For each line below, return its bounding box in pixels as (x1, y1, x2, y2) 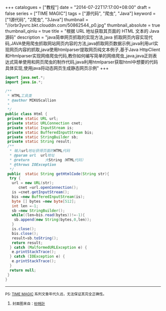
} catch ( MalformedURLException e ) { (9, 245, 87, 250)
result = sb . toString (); (11, 235, 58, 241)
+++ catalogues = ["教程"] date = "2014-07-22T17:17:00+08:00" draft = (5, 4, 151, 10)
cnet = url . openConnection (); (18, 185, 79, 190)
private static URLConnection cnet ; (7, 121, 83, 126)
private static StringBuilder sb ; (7, 134, 79, 139)
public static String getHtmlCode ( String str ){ (7, 171, 110, 177)
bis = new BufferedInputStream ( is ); (11, 194, 85, 199)
